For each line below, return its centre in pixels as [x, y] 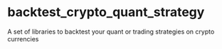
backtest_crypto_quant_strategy [106, 12]
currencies [23, 38]
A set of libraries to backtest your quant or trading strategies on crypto [111, 31]
